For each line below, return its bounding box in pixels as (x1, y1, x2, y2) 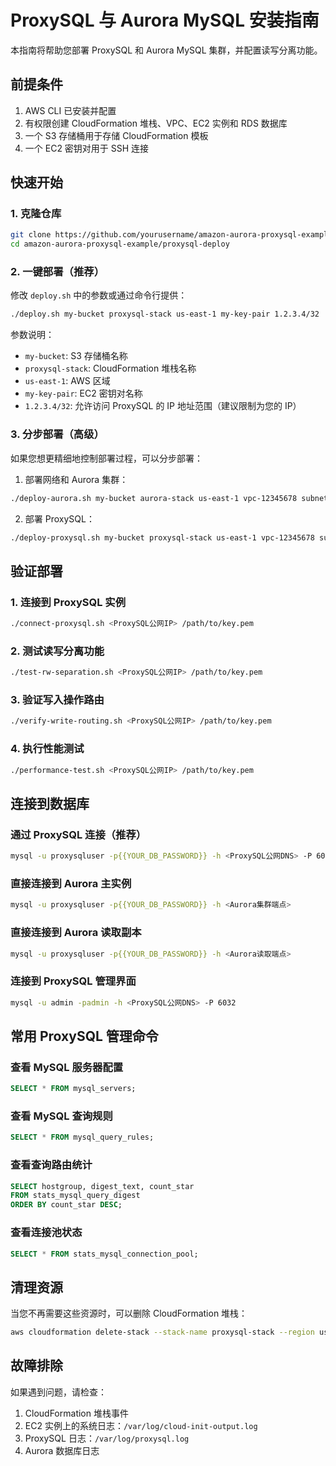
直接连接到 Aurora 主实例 (10, 876, 132, 890)
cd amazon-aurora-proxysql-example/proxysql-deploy (10, 239, 230, 250)
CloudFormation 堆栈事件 (24, 1407, 129, 1419)
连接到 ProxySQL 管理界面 (10, 974, 137, 988)
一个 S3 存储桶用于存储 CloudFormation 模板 (24, 129, 209, 141)
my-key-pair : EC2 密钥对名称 (24, 387, 143, 400)
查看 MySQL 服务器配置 (10, 1060, 124, 1074)
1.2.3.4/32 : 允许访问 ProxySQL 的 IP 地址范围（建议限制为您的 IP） (24, 400, 302, 412)
